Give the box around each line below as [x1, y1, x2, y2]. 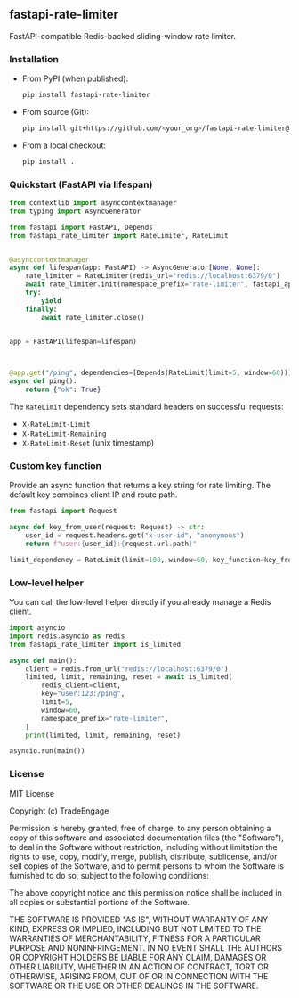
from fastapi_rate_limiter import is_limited [9, 640, 181, 649]
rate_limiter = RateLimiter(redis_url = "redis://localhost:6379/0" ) [25, 272, 280, 281]
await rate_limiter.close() [41, 313, 145, 322]
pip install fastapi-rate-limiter [21, 91, 150, 100]
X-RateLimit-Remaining [21, 429, 107, 439]
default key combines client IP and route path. [9, 489, 178, 500]
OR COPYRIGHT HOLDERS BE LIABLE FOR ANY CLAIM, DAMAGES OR [9, 952, 267, 962]
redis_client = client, [41, 681, 122, 690]
